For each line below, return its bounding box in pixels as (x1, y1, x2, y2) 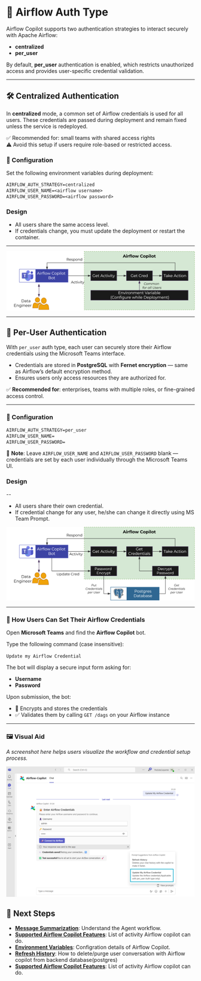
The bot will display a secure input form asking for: (6, 664, 132, 671)
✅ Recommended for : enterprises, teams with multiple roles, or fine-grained (6, 386, 195, 393)
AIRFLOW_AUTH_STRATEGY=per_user (6, 427, 87, 433)
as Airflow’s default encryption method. (14, 368, 112, 375)
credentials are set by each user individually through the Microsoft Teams (6, 456, 188, 463)
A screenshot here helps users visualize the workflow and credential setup (6, 748, 191, 756)
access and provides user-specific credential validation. (6, 67, 145, 74)
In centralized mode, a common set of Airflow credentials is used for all (6, 110, 184, 117)
